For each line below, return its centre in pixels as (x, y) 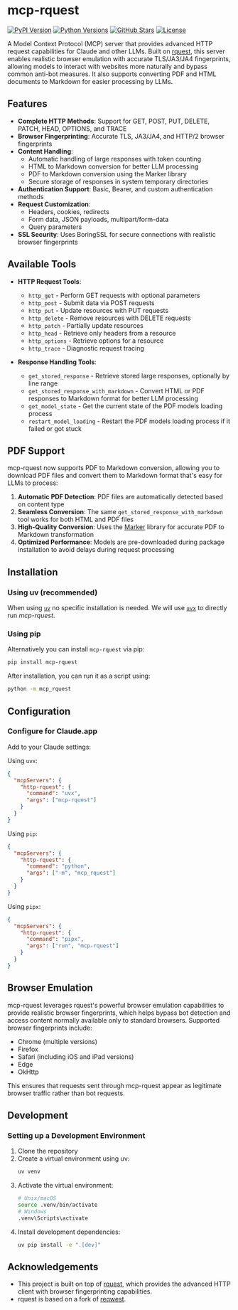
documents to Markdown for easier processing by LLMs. (90, 81)
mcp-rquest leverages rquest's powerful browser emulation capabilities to (116, 1005)
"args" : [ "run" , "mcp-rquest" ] (72, 946)
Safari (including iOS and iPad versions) (76, 1056)
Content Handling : (45, 151)
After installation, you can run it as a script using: (79, 676)
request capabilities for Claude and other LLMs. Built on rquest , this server (116, 51)
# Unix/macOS (37, 1198)
